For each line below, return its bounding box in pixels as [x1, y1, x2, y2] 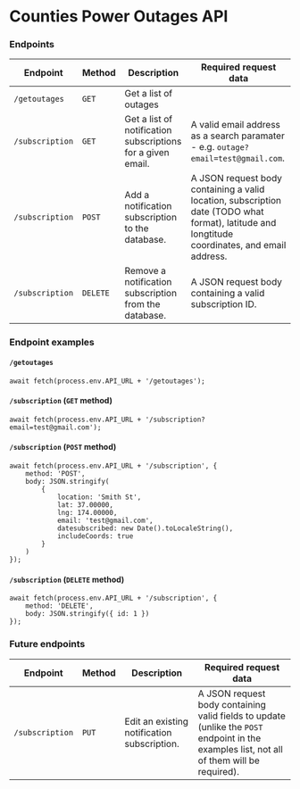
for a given [124, 146, 170, 159]
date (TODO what [190, 205, 264, 218]
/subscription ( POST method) [9, 442, 117, 453]
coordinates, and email [190, 239, 287, 252]
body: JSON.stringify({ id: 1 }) [25, 610, 150, 619]
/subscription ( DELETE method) [9, 574, 125, 585]
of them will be [197, 754, 261, 767]
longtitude [190, 228, 234, 240]
